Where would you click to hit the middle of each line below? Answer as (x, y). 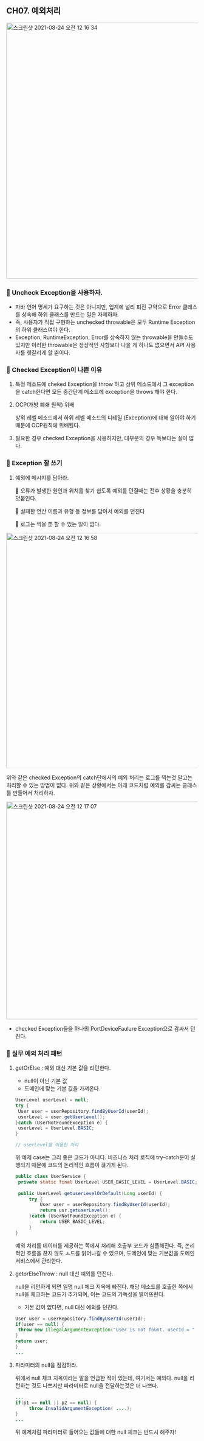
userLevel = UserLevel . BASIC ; (56, 1128)
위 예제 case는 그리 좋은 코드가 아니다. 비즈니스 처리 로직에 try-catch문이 (102, 1157)
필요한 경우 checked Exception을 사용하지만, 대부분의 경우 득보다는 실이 (101, 438)
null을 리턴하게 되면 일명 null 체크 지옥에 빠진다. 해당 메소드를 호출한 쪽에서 (104, 1286)
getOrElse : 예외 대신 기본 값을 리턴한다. (63, 1068)
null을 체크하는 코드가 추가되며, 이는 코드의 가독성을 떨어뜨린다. (90, 1294)
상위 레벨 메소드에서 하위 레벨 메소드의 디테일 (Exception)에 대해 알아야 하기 (105, 418)
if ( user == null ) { (40, 1324)
